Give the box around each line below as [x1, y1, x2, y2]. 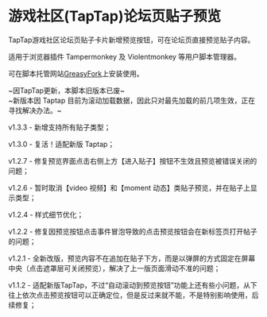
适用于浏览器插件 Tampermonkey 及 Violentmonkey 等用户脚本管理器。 [8, 52, 242, 61]
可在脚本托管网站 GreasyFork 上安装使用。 [8, 68, 145, 78]
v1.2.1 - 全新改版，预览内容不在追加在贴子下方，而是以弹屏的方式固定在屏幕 [8, 253, 256, 263]
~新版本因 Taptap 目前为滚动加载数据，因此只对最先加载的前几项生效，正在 [8, 95, 256, 105]
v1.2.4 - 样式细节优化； [8, 210, 84, 219]
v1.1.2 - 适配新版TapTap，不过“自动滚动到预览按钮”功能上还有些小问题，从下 [8, 280, 258, 290]
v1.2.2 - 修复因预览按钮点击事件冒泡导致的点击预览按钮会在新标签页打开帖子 [8, 226, 258, 236]
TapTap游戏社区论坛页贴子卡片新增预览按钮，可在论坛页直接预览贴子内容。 [8, 35, 255, 44]
